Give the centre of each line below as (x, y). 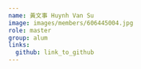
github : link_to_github (55, 52)
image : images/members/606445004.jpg (71, 23)
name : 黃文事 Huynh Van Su (51, 15)
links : (19, 45)
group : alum (28, 38)
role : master (30, 30)
